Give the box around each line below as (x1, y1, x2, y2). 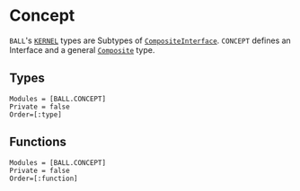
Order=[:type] (9, 109, 63, 119)
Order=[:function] (9, 174, 78, 183)
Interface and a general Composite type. (9, 44, 155, 55)
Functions (9, 135, 67, 150)
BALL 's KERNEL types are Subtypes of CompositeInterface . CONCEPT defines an (9, 35, 292, 46)
